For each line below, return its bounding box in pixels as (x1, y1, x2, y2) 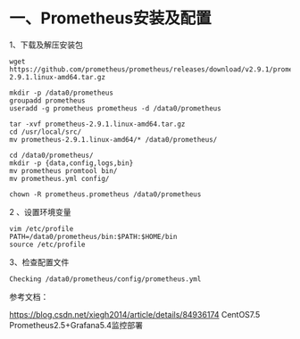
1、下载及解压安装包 (9, 39, 83, 50)
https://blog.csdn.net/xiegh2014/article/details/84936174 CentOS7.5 (9, 309, 261, 319)
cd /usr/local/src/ (9, 127, 82, 136)
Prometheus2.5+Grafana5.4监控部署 (9, 319, 143, 330)
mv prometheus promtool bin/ (9, 166, 118, 175)
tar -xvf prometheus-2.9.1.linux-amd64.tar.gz (9, 120, 186, 128)
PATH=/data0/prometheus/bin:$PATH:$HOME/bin (9, 232, 178, 241)
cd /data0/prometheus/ (9, 151, 94, 160)
